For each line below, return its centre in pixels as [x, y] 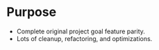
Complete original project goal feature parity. [81, 31]
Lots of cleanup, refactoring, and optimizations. [84, 38]
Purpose [32, 12]
